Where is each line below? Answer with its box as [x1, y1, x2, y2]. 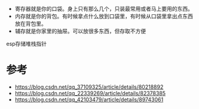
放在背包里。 [14, 20, 47, 27]
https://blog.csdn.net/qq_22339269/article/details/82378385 [14, 89, 166, 96]
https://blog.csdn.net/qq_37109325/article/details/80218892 [14, 83, 164, 91]
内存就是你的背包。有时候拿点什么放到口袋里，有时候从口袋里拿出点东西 [14, 13, 193, 20]
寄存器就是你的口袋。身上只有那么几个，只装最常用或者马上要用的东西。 [14, 5, 193, 12]
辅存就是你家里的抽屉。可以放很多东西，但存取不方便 [14, 27, 146, 35]
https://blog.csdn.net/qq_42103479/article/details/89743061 [14, 96, 164, 103]
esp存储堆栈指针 [6, 41, 47, 47]
